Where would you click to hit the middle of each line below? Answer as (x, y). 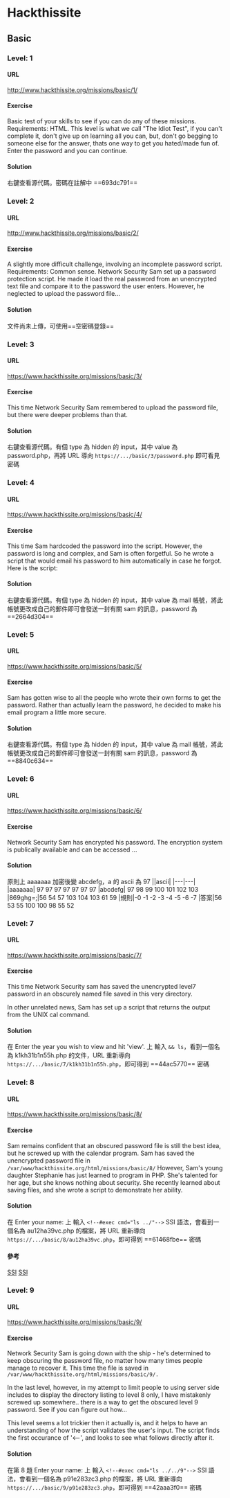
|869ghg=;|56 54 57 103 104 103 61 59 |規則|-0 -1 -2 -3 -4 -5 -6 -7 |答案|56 (115, 897)
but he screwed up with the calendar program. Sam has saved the (101, 1153)
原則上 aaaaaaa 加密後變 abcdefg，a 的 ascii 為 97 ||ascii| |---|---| (101, 881)
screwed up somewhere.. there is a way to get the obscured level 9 (103, 1402)
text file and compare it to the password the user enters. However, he (106, 286)
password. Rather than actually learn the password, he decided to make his (114, 705)
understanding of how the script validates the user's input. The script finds (113, 1430)
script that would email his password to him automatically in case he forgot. (115, 561)
